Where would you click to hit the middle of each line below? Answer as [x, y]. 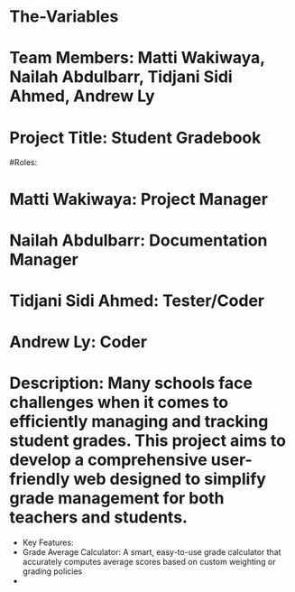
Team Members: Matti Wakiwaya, [137, 58]
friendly [40, 479]
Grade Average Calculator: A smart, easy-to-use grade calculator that [152, 552]
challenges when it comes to [119, 402]
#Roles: [23, 162]
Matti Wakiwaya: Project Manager [139, 199]
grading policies [52, 571]
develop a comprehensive [108, 460]
